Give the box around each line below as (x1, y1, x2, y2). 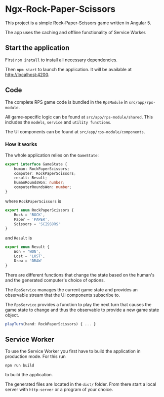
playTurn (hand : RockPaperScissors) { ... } (5, 321, 96, 326)
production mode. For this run (5, 354, 66, 359)
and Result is (5, 235, 32, 241)
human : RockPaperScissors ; (14, 166, 70, 171)
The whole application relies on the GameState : (5, 152, 99, 158)
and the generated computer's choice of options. (5, 277, 105, 283)
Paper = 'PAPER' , (14, 217, 50, 222)
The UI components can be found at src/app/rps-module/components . (5, 128, 145, 134)
